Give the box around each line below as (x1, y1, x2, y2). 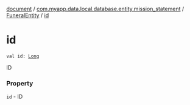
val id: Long (6, 53, 40, 59)
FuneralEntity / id (6, 12, 49, 19)
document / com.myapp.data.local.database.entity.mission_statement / (6, 5, 185, 12)
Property (6, 79, 33, 87)
